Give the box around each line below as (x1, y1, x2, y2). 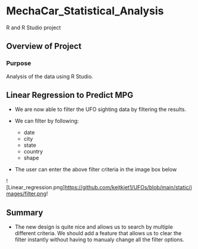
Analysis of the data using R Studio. (6, 73, 93, 80)
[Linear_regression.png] (6, 184, 65, 191)
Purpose (6, 59, 32, 67)
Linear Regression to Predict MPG (6, 90, 134, 100)
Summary (6, 207, 43, 217)
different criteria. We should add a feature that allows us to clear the (14, 230, 182, 237)
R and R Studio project (6, 24, 61, 31)
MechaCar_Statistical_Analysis (6, 4, 164, 18)
